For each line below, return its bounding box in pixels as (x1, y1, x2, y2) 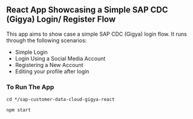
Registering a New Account (15, 61, 83, 68)
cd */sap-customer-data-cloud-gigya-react (6, 97, 115, 103)
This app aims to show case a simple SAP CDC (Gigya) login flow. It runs (6, 30, 188, 37)
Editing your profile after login (15, 68, 90, 75)
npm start (6, 107, 31, 114)
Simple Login (15, 48, 48, 56)
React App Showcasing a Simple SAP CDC (6, 5, 168, 15)
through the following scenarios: (6, 36, 87, 44)
